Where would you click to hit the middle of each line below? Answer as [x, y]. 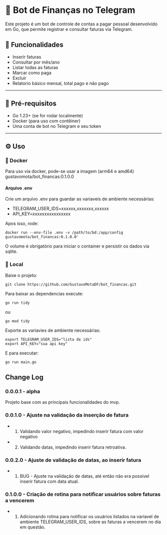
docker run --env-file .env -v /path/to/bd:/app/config [64, 233]
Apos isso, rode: [22, 224]
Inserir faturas [27, 57]
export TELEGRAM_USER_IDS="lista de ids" [49, 339]
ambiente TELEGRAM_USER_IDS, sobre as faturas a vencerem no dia [90, 522]
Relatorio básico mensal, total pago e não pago [61, 83]
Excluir [19, 78]
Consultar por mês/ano [36, 62]
